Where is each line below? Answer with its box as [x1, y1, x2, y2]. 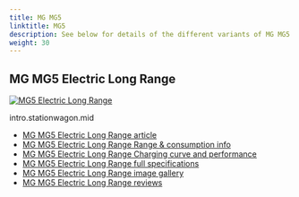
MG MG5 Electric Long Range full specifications [21, 158, 200, 169]
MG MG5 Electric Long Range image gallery [21, 167, 184, 179]
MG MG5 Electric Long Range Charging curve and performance [21, 149, 258, 159]
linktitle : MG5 [9, 21, 66, 30]
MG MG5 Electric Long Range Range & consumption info [21, 140, 231, 150]
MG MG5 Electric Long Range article [21, 130, 158, 141]
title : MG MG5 [9, 13, 63, 22]
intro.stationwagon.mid [9, 113, 95, 124]
